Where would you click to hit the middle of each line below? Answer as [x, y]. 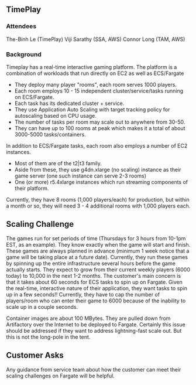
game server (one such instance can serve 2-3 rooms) [80, 176]
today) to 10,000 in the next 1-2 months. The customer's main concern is [94, 275]
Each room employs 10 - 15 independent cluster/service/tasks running [99, 91]
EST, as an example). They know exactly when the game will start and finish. [98, 244]
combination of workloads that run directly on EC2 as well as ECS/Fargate [95, 73]
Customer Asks [35, 355]
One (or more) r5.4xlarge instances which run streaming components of [101, 182]
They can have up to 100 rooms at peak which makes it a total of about [100, 128]
